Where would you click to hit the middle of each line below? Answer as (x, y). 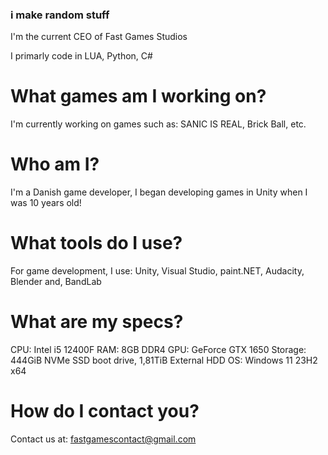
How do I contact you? (105, 411)
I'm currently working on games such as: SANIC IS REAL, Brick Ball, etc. (158, 124)
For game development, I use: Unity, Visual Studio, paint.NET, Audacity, (157, 271)
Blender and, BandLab (56, 282)
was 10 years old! (46, 203)
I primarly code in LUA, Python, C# (81, 56)
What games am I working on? (138, 96)
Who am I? (55, 164)
